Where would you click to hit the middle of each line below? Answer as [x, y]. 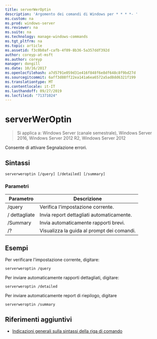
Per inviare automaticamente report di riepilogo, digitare [61, 296]
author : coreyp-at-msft [29, 55]
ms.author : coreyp [24, 59]
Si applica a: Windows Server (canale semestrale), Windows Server [84, 133]
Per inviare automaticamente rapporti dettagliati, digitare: [62, 278]
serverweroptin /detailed [31, 287]
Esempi [17, 248]
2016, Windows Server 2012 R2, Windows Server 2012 [71, 138]
